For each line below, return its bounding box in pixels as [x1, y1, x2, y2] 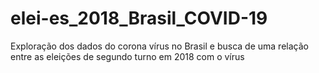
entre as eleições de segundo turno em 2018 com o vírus [10, 50, 245, 62]
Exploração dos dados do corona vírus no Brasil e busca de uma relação [10, 40, 309, 52]
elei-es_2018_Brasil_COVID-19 [10, 7, 268, 30]
